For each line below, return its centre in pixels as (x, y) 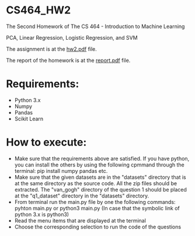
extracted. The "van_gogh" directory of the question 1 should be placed (100, 189)
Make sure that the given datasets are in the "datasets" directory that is (100, 177)
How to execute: (46, 142)
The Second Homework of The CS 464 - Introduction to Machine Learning (95, 26)
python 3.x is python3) (41, 214)
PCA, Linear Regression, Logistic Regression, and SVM (72, 37)
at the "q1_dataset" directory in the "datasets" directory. (82, 196)
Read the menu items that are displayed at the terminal (80, 220)
